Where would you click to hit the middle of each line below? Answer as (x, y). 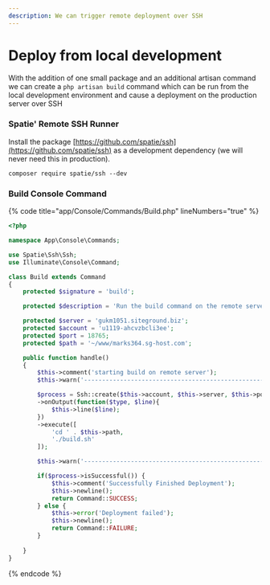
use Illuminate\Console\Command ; (64, 262)
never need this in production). (59, 158)
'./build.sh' (73, 440)
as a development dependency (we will (178, 150)
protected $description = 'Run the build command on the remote (133, 306)
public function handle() (66, 358)
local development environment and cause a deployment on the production (133, 95)
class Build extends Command (57, 277)
